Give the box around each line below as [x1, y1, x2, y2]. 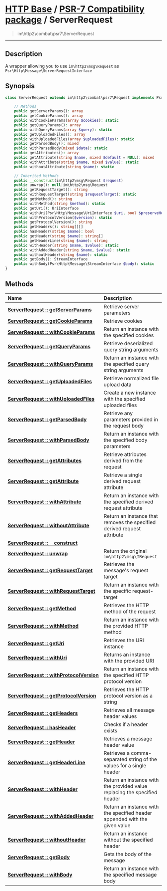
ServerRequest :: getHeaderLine [7, 759, 85, 766]
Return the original [103, 547, 147, 554]
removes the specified [103, 519, 156, 526]
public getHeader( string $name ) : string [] [14, 233, 103, 239]
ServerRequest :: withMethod [7, 622, 79, 629]
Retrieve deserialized [103, 340, 153, 347]
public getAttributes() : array [14, 151, 79, 156]
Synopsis [5, 82, 35, 90]
